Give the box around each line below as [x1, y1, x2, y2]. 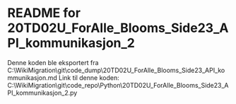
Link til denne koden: [59, 73, 119, 82]
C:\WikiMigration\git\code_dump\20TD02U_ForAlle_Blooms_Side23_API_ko [7, 66, 225, 74]
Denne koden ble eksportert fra [7, 58, 99, 67]
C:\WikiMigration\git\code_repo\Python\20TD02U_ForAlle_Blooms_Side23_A [7, 81, 229, 89]
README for [7, 5, 81, 21]
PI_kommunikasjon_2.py [7, 88, 78, 97]
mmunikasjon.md [7, 73, 58, 82]
